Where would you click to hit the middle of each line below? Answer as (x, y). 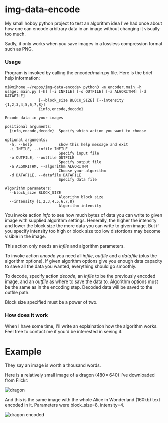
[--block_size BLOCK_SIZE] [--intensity (81, 101)
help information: (23, 78)
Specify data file (78, 180)
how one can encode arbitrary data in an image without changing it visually (82, 28)
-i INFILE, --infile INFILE (39, 149)
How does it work (27, 315)
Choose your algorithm (82, 171)
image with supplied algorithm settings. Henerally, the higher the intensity (81, 221)
